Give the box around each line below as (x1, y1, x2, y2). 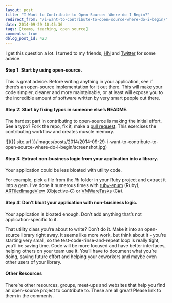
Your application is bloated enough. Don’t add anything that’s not (5, 211, 142, 217)
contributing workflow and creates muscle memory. (5, 129, 114, 135)
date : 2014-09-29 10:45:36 (5, 21, 63, 27)
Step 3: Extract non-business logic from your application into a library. (5, 155, 159, 161)
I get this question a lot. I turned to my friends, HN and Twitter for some (5, 50, 156, 56)
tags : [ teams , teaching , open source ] (5, 27, 88, 32)
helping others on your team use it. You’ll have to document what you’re (5, 248, 157, 254)
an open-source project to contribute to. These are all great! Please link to (5, 287, 161, 293)
